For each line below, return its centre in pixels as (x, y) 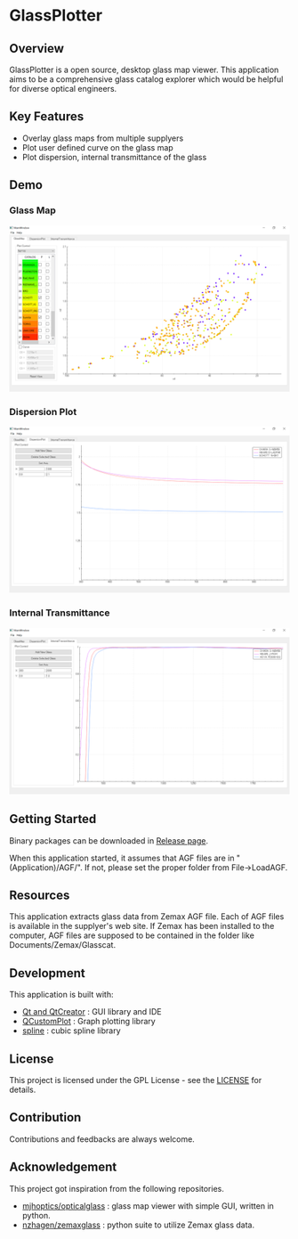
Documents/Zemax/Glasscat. (63, 945)
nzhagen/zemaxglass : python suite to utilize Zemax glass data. (138, 1225)
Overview (37, 49)
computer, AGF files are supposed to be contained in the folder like (132, 935)
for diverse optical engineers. (63, 89)
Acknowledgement (63, 1167)
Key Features (47, 117)
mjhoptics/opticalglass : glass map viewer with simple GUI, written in (148, 1206)
